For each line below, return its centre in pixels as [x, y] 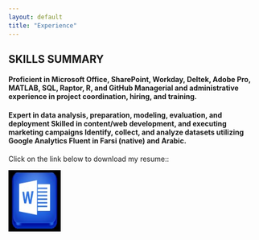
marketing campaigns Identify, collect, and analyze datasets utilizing [126, 132]
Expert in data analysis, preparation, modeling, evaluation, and [115, 115]
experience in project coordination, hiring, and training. [103, 97]
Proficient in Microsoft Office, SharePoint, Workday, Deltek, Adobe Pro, [129, 80]
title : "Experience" [43, 25]
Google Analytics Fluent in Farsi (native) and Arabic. [97, 141]
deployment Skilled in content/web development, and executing [117, 124]
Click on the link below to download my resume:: [89, 159]
